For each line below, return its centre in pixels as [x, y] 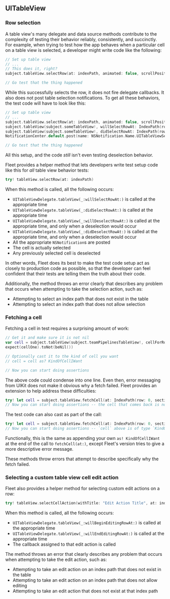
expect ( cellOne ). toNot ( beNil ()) [39, 348]
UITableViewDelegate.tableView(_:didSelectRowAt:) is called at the [83, 210]
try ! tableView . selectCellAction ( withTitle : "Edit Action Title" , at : [81, 503]
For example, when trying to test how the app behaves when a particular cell [85, 45]
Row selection [23, 23]
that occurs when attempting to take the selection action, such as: [74, 289]
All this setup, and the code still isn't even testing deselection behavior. [79, 155]
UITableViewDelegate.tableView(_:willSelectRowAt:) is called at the [84, 199]
